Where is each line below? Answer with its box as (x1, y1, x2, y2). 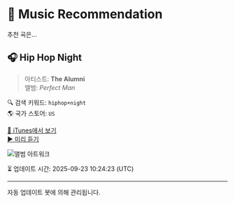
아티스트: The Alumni (24, 75, 85, 83)
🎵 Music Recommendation (7, 6, 163, 22)
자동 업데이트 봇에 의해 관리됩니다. (7, 188, 101, 196)
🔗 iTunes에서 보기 (7, 126, 57, 135)
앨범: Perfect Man (24, 83, 76, 91)
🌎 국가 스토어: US (7, 109, 55, 117)
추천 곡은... (7, 30, 37, 38)
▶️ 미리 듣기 (7, 135, 40, 143)
